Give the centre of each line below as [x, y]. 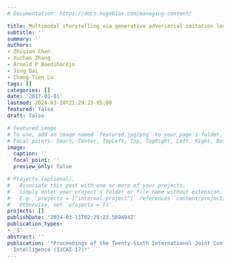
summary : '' [24, 39]
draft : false [26, 116]
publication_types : [35, 224]
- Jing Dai [23, 71]
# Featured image [32, 128]
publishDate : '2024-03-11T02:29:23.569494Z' [72, 218]
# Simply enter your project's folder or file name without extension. [115, 192]
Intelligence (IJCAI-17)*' [52, 250]
